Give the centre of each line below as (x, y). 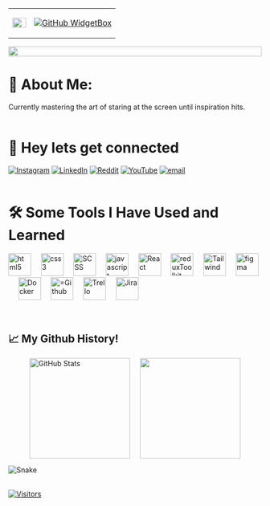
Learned (37, 235)
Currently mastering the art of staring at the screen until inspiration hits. (127, 107)
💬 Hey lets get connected (94, 148)
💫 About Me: (51, 85)
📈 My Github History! (63, 339)
